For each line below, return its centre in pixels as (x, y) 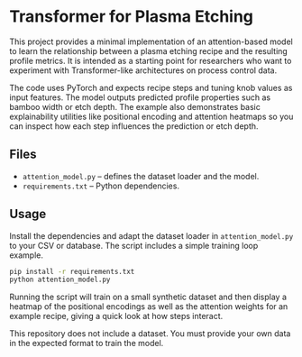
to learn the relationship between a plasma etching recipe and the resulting (149, 50)
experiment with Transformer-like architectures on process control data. (143, 70)
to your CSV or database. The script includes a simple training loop (134, 245)
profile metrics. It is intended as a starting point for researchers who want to (151, 60)
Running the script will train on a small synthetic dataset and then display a (148, 297)
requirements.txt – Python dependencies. (101, 186)
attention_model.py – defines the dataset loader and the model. (141, 176)
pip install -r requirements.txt (72, 271)
